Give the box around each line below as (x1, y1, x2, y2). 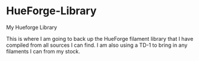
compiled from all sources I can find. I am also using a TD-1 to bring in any (6, 41, 188, 49)
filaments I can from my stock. (6, 47, 80, 54)
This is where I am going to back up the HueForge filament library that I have (6, 35, 194, 42)
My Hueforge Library (6, 24, 58, 31)
